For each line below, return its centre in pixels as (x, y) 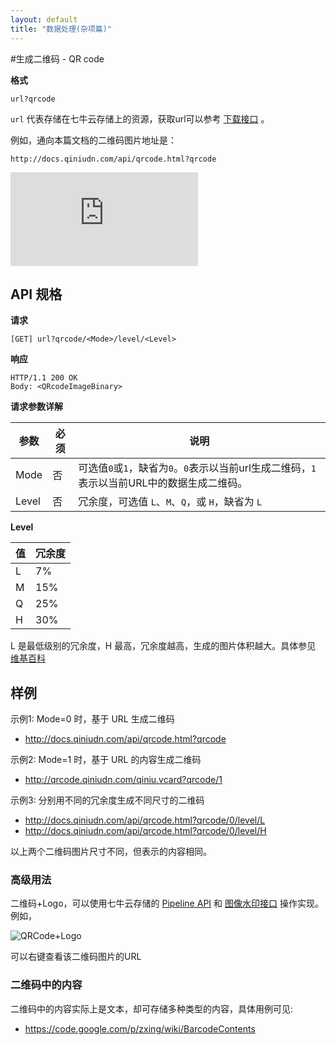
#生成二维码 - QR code (57, 58)
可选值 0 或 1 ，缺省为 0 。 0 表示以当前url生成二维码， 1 (197, 468)
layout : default (44, 19)
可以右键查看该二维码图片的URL (76, 957)
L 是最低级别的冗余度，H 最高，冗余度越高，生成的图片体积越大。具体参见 (163, 646)
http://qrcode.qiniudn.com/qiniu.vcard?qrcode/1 (123, 780)
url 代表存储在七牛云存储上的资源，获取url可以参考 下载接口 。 (140, 118)
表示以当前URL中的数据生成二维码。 (163, 483)
